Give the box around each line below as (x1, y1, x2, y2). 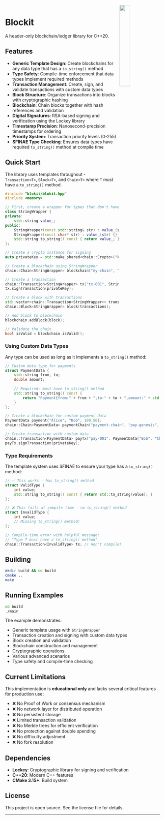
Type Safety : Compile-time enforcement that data (12, 71, 114, 77)
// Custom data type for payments (5, 364, 76, 368)
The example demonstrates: (5, 617, 62, 624)
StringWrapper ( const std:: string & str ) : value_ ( (14, 227, 118, 233)
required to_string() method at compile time (12, 144, 104, 150)
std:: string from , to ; (14, 372, 60, 378)
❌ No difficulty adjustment (12, 734, 66, 740)
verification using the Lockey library (12, 118, 85, 123)
